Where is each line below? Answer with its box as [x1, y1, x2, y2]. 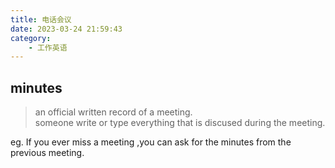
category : [10, 33, 52, 43]
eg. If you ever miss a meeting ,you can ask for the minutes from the [10, 136, 292, 148]
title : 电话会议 [10, 14, 72, 25]
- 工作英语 [28, 42, 68, 53]
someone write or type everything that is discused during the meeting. [34, 117, 326, 129]
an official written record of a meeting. [34, 106, 193, 118]
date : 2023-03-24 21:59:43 [10, 24, 123, 34]
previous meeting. [10, 147, 85, 159]
